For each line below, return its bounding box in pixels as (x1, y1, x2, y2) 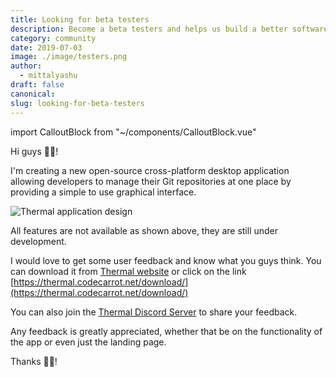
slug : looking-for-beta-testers (10, 98, 145, 108)
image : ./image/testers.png (10, 52, 128, 62)
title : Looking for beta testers (10, 14, 150, 25)
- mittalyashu (19, 71, 78, 81)
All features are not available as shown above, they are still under (10, 224, 279, 236)
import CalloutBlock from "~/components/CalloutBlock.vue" (10, 126, 257, 138)
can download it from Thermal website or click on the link (10, 265, 247, 277)
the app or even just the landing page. (10, 336, 167, 348)
